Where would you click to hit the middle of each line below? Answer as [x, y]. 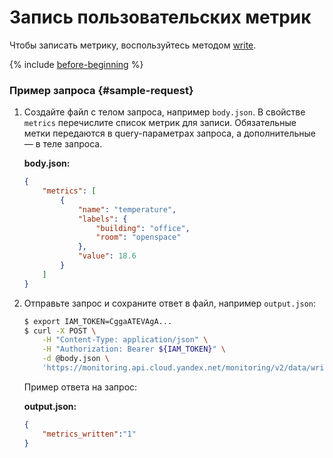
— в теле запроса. [63, 144]
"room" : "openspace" [138, 237]
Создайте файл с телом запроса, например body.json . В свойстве [164, 112]
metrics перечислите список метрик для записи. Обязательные [160, 123]
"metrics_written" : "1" [89, 434]
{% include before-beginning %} [76, 64]
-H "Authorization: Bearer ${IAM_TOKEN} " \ [134, 349]
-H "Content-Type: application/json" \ [125, 340]
